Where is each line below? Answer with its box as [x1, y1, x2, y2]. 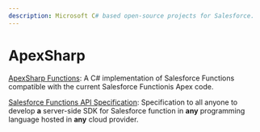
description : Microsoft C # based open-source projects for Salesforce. [8, 11, 254, 20]
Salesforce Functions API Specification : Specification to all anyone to [8, 97, 238, 107]
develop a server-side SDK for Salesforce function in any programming [8, 105, 245, 115]
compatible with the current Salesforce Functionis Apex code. [8, 81, 214, 91]
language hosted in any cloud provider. [8, 114, 139, 124]
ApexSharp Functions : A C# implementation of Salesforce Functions [8, 73, 235, 83]
